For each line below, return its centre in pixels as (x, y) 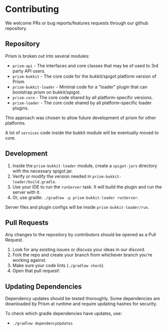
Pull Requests (27, 223)
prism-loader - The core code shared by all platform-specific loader (82, 103)
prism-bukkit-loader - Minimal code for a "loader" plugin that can (80, 87)
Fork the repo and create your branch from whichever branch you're (82, 255)
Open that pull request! (36, 271)
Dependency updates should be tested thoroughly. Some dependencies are (83, 299)
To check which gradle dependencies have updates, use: (64, 314)
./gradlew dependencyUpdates (42, 324)
